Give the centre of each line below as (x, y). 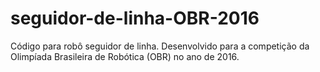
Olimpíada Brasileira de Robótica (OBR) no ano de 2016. (125, 56)
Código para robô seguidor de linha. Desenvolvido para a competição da (160, 46)
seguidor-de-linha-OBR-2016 (135, 18)
